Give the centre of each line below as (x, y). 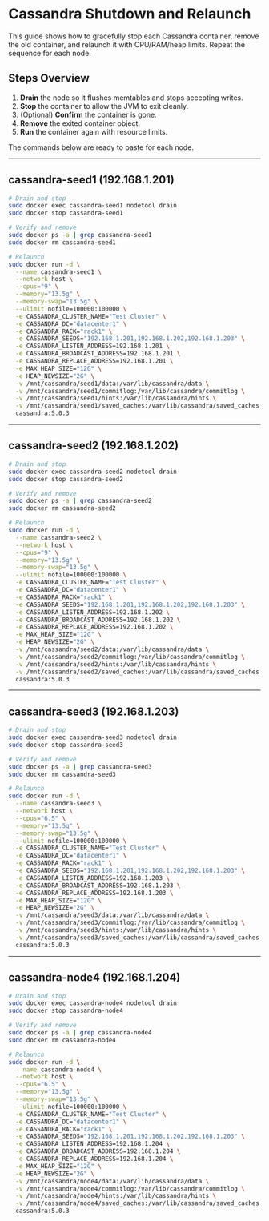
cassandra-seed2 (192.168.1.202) (93, 446)
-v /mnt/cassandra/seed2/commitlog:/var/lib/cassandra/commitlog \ (130, 657)
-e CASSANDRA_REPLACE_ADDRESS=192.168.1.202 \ (94, 627)
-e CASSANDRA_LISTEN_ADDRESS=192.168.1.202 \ (93, 612)
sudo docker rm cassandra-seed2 (62, 508)
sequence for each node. (50, 53)
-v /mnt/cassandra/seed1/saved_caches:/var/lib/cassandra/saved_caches (138, 406)
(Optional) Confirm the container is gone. (88, 114)
